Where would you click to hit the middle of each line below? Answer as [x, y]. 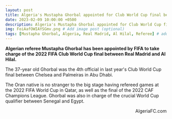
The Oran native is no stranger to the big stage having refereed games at [82, 85]
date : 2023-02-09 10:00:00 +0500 [41, 19]
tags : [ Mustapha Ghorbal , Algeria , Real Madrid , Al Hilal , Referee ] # [82, 34]
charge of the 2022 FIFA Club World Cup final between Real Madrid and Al [85, 54]
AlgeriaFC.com [151, 111]
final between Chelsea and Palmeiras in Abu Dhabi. [59, 75]
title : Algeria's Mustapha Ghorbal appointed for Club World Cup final [83, 15]
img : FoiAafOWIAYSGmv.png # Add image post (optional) [65, 29]
